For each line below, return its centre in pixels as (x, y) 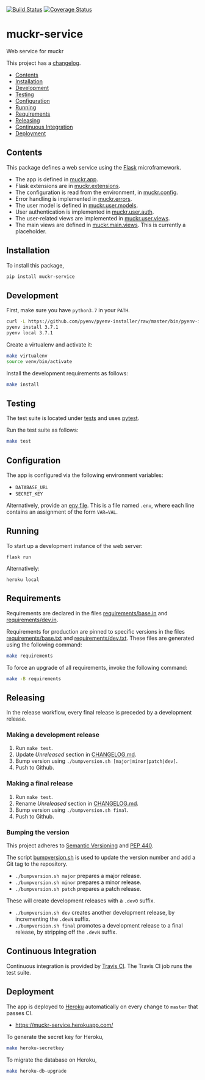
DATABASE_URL (32, 487)
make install (23, 384)
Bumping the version (38, 832)
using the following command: (44, 644)
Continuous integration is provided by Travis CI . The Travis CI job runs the (99, 966)
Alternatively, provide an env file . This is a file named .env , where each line (100, 505)
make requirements (30, 656)
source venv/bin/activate (39, 361)
